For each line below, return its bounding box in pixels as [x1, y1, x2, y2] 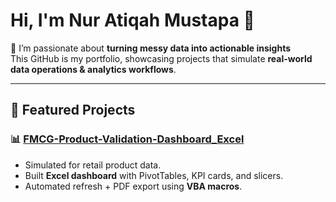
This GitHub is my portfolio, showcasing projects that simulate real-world [10, 52, 313, 64]
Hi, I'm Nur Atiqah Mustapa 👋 [10, 9, 255, 32]
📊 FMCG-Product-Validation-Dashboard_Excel [10, 132, 245, 146]
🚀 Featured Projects [10, 102, 136, 119]
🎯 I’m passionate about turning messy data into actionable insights [10, 42, 292, 54]
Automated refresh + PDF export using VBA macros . [24, 180, 243, 192]
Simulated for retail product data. [24, 159, 162, 171]
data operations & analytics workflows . [10, 63, 177, 75]
